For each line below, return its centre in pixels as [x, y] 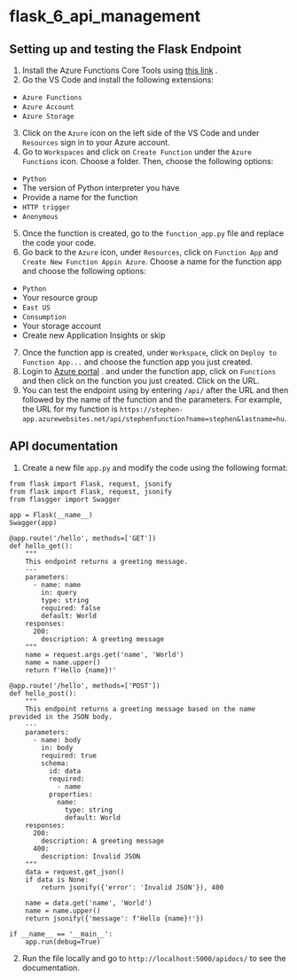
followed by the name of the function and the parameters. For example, [152, 400]
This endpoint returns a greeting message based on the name [140, 709]
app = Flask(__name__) [51, 515]
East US [36, 308]
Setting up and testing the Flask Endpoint [125, 49]
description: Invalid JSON [91, 856]
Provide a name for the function [80, 197]
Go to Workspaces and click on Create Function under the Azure [137, 152]
